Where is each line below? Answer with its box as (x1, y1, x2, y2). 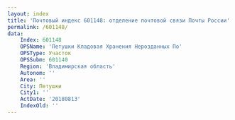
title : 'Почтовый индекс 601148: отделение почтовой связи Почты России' (7, 17, 231, 24)
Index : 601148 (20, 37, 62, 44)
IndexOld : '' (20, 102, 59, 109)
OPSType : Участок (20, 50, 72, 57)
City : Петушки (20, 83, 62, 90)
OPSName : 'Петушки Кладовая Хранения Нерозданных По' (20, 43, 182, 50)
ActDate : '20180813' (20, 96, 81, 103)
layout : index (7, 10, 50, 18)
